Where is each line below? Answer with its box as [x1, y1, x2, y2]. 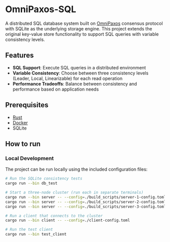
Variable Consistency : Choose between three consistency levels [12, 70, 149, 76]
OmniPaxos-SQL [5, 4, 76, 15]
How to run [5, 139, 41, 148]
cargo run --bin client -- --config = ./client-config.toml [5, 218, 130, 223]
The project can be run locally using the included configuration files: [5, 166, 148, 173]
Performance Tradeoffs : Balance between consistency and [12, 80, 138, 87]
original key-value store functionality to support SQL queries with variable [5, 31, 159, 37]
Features [5, 51, 34, 60]
